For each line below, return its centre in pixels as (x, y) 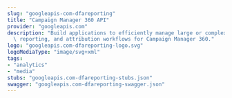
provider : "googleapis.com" (48, 26)
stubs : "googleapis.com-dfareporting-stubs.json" (80, 78)
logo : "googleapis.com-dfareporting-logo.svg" (75, 46)
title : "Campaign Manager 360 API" (58, 20)
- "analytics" (28, 65)
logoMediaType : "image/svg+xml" (54, 52)
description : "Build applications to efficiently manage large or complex (117, 33)
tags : (15, 59)
